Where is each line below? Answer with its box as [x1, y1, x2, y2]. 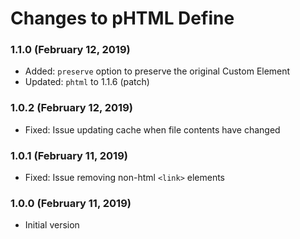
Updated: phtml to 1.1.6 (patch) [24, 76, 150, 88]
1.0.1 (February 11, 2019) [10, 148, 128, 162]
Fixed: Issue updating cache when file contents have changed [24, 123, 281, 136]
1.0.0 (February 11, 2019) [10, 197, 132, 210]
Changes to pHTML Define [10, 7, 235, 30]
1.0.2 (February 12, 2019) [10, 101, 133, 115]
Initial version [24, 219, 80, 231]
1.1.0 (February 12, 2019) [10, 43, 131, 57]
